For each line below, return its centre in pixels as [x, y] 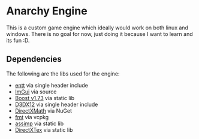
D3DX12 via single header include [56, 104]
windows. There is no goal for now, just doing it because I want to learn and [99, 34]
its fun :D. [18, 40]
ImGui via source [36, 92]
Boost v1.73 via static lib [45, 98]
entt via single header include [51, 85]
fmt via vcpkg [32, 117]
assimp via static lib [39, 123]
